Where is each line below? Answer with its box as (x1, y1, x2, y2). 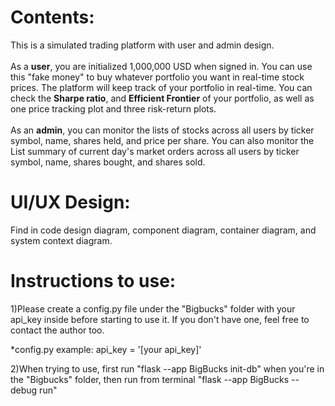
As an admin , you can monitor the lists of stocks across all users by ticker (10, 124, 315, 136)
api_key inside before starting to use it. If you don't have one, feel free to (10, 313, 310, 325)
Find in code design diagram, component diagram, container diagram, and (10, 224, 317, 236)
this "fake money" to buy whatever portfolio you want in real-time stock (10, 71, 305, 83)
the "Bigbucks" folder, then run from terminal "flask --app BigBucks (10, 373, 290, 385)
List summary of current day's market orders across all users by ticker (10, 145, 300, 157)
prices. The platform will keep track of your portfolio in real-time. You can (10, 81, 313, 93)
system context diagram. (10, 234, 113, 246)
